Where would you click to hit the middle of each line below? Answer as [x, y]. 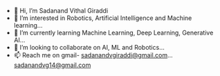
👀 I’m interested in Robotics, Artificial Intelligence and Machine [103, 18]
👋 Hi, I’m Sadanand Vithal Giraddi [61, 11]
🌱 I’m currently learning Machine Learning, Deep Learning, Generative [113, 32]
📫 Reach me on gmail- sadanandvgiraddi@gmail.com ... [93, 55]
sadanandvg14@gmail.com [52, 65]
